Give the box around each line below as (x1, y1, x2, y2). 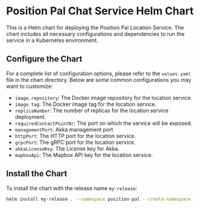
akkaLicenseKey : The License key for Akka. (14, 145, 120, 152)
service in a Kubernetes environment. (6, 36, 99, 44)
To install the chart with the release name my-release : (6, 184, 137, 192)
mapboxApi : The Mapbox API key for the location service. (14, 151, 153, 158)
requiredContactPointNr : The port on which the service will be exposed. (14, 120, 192, 127)
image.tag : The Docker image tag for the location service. (14, 100, 157, 108)
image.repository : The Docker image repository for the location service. (14, 94, 193, 101)
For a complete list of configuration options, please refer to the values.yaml (6, 70, 191, 77)
